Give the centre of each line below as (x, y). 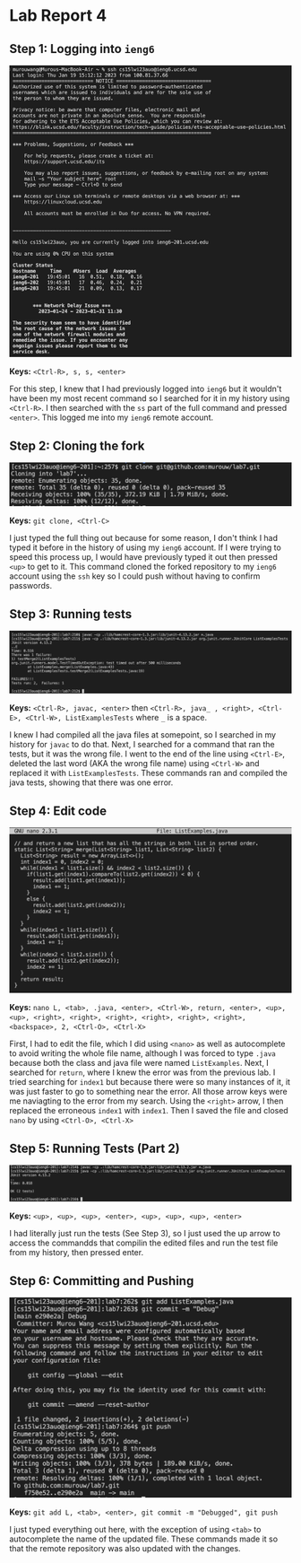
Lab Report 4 (58, 16)
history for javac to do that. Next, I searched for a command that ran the (142, 745)
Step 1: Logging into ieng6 (82, 49)
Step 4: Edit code (58, 811)
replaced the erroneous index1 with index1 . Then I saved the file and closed (149, 1111)
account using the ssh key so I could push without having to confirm (135, 576)
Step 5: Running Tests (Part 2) (95, 1148)
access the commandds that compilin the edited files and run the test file (144, 1243)
